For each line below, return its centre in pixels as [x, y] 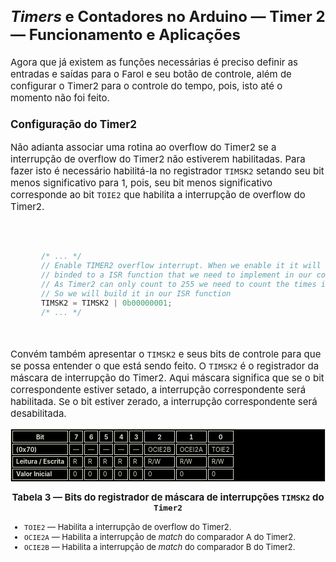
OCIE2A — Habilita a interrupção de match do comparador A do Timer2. [160, 536]
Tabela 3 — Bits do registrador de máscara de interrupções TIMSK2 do [168, 497]
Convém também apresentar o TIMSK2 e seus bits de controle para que [166, 354]
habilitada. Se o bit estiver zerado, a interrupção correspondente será [164, 402]
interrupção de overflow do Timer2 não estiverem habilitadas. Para [158, 159]
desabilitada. [38, 413]
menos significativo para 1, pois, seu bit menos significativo [141, 183]
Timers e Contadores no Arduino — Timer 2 [168, 16]
